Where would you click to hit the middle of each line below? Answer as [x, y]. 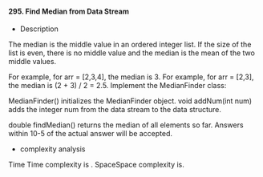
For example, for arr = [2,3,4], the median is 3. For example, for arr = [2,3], [131, 77]
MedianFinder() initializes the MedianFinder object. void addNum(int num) [130, 101]
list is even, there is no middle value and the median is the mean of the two [131, 53]
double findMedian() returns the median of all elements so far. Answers [126, 125]
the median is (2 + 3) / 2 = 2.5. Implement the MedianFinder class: [117, 86]
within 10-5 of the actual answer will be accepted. [91, 134]
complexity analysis [53, 149]
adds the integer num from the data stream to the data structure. [115, 110]
